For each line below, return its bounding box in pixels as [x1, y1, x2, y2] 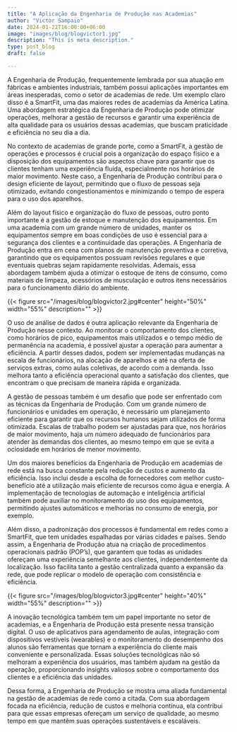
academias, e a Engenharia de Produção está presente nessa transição [7, 620, 214, 629]
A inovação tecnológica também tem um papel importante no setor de [7, 612, 211, 621]
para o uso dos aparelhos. [7, 194, 83, 202]
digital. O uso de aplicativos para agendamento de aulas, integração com [7, 627, 220, 636]
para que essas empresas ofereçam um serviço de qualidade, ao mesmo [7, 709, 219, 717]
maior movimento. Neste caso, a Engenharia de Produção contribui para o [7, 171, 223, 181]
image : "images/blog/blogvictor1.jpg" [7, 30, 121, 38]
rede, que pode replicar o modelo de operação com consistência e [7, 570, 201, 578]
